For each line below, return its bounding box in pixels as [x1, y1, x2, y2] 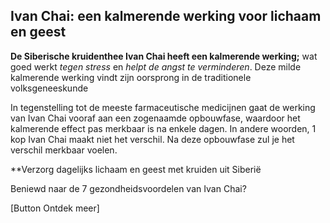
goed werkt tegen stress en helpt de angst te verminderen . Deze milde [10, 60, 302, 73]
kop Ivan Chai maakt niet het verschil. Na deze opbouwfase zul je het [10, 133, 295, 145]
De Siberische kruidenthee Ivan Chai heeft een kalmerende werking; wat [10, 50, 318, 62]
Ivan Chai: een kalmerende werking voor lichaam [10, 8, 322, 25]
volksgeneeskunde [10, 82, 89, 94]
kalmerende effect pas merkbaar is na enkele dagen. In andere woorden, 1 [10, 122, 317, 134]
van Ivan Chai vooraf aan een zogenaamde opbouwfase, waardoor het [10, 112, 301, 124]
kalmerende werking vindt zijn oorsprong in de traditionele [10, 71, 252, 83]
